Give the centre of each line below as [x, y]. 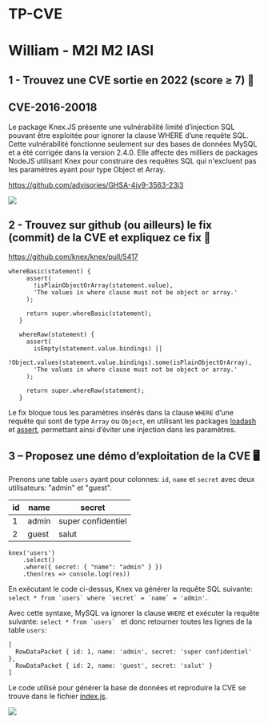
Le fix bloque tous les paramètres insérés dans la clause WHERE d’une [121, 413]
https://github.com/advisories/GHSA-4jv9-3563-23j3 [96, 184]
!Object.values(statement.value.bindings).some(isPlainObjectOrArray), [130, 363]
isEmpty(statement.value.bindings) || [98, 349]
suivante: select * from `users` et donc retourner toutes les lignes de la [130, 621]
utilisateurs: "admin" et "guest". [60, 488]
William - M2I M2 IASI [81, 51]
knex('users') [32, 553]
